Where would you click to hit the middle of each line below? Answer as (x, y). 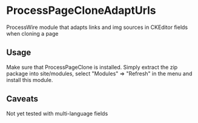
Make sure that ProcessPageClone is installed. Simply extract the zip (92, 67)
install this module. (30, 80)
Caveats (22, 99)
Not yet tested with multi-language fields (57, 113)
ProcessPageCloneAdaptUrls (81, 11)
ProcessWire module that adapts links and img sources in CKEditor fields (97, 27)
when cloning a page (32, 33)
